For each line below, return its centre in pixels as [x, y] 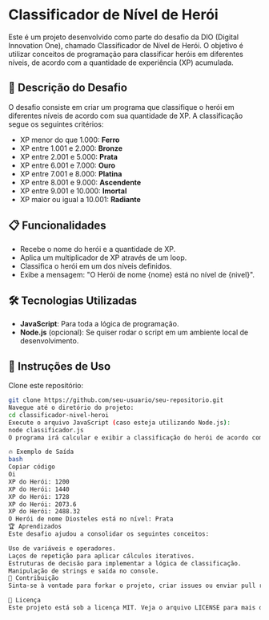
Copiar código [32, 467]
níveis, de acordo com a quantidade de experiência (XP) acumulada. [121, 63]
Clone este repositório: [46, 386]
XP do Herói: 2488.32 [44, 512]
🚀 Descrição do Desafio [68, 88]
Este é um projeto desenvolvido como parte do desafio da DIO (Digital [123, 37]
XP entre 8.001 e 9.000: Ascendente [80, 182]
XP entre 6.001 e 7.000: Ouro [68, 165]
